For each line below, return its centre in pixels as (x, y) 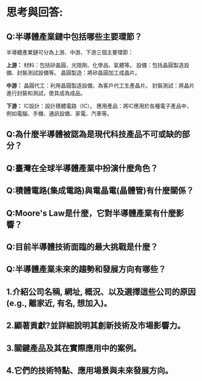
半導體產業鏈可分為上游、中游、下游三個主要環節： (70, 52)
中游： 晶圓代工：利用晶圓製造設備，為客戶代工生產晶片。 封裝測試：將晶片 (100, 86)
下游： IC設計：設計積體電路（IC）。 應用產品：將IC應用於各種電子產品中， (99, 106)
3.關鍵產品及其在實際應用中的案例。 (74, 348)
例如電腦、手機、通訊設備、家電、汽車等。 (59, 113)
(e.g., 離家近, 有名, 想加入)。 (59, 303)
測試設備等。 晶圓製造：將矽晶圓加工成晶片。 (83, 73)
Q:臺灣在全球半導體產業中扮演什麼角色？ (82, 168)
